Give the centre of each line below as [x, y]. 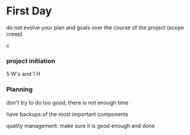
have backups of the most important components [67, 114]
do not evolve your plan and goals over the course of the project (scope [95, 27]
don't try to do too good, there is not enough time [67, 102]
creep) [14, 33]
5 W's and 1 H [23, 74]
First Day [29, 11]
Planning [20, 90]
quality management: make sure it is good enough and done [81, 125]
